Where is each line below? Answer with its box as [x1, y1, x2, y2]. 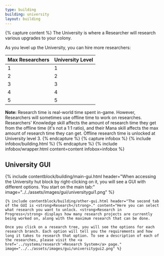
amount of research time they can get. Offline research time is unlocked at [5, 130, 156, 136]
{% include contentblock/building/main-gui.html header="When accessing [5, 174, 156, 180]
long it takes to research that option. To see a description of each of [5, 233, 160, 238]
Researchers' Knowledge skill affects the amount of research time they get [5, 120, 156, 126]
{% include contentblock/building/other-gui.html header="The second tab [5, 199, 160, 204]
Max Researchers [7, 56, 50, 63]
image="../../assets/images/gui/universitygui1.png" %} [5, 189, 115, 195]
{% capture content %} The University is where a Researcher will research [5, 30, 156, 36]
